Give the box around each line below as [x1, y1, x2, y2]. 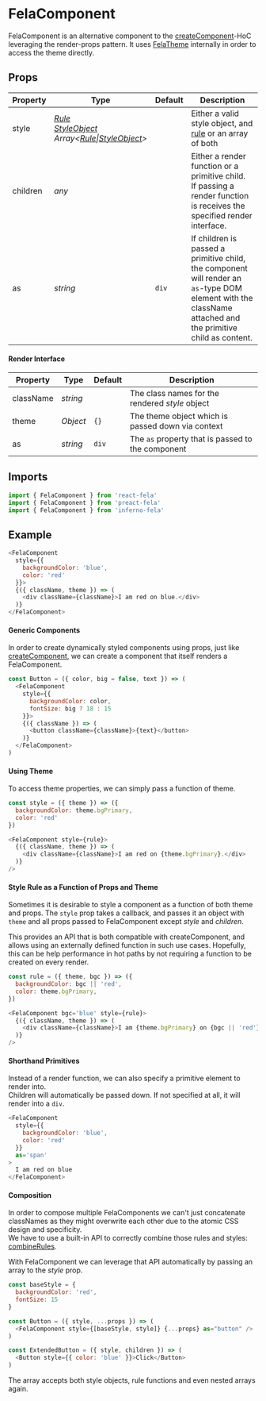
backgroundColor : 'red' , [15, 1288, 97, 1296]
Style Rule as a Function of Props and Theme [8, 882, 158, 891]
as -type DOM [191, 283, 243, 294]
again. [8, 1384, 29, 1394]
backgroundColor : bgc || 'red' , [15, 980, 123, 988]
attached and [191, 312, 241, 323]
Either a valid [191, 108, 240, 119]
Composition [8, 1190, 51, 1199]
